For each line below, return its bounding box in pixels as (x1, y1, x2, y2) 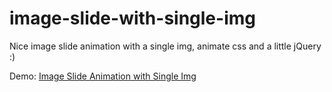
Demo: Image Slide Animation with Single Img (9, 70, 197, 82)
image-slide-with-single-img (9, 7, 256, 30)
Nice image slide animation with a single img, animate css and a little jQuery (9, 40, 322, 52)
